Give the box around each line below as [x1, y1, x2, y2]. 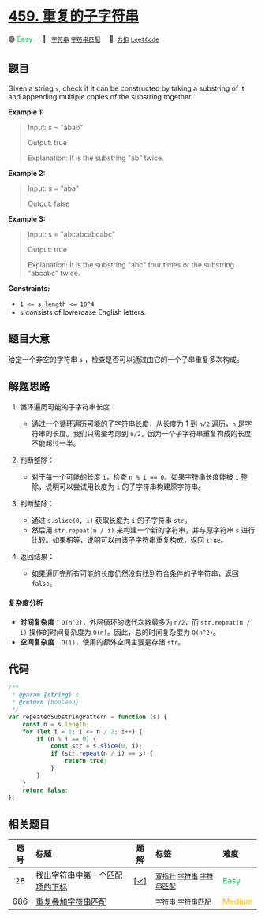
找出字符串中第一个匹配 [35, 870, 123, 881]
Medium [222, 896, 253, 907]
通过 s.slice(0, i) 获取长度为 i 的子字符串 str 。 [31, 516, 192, 525]
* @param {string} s [11, 691, 80, 699]
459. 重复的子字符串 [8, 7, 140, 25]
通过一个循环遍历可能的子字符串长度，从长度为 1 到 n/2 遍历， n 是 [31, 419, 245, 428]
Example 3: [8, 214, 46, 223]
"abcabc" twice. [27, 268, 80, 278]
